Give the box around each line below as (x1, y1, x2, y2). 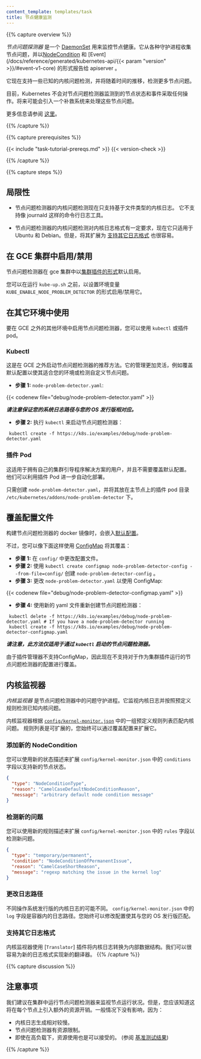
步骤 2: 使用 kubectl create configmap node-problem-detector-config (14, 562, 187, 570)
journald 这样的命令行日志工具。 (26, 212, 106, 219)
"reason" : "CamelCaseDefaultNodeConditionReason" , (11, 786, 141, 793)
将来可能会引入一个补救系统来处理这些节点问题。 (16, 97, 138, 105)
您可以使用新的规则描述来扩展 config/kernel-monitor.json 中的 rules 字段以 (6, 827, 195, 835)
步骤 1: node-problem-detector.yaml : (14, 382, 103, 389)
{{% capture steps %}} (6, 168, 63, 175)
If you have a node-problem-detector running (48, 619, 165, 625)
